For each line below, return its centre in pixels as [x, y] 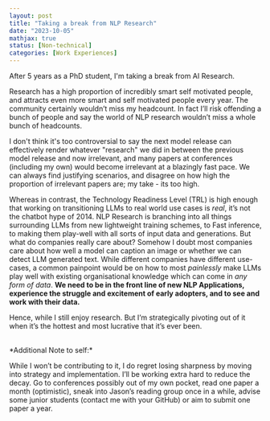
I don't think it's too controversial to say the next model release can [121, 141]
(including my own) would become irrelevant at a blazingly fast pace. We [129, 167]
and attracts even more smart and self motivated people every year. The [129, 100]
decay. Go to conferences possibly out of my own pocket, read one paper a [134, 383]
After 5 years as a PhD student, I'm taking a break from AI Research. [122, 76]
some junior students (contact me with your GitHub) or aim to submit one [130, 400]
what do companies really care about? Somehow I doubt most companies [131, 242]
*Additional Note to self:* [51, 350]
